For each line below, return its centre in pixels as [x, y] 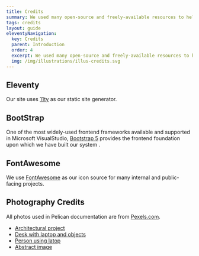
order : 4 [22, 50]
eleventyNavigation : [32, 34]
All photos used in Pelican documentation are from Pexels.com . [84, 216]
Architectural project [40, 228]
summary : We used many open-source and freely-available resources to [95, 17]
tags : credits [24, 22]
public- [171, 177]
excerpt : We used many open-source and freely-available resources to [100, 56]
